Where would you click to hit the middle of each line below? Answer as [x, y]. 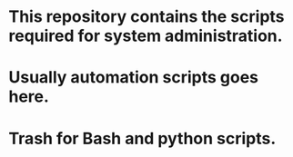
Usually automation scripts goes [134, 78]
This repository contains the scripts [146, 17]
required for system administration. [146, 36]
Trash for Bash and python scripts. [142, 138]
